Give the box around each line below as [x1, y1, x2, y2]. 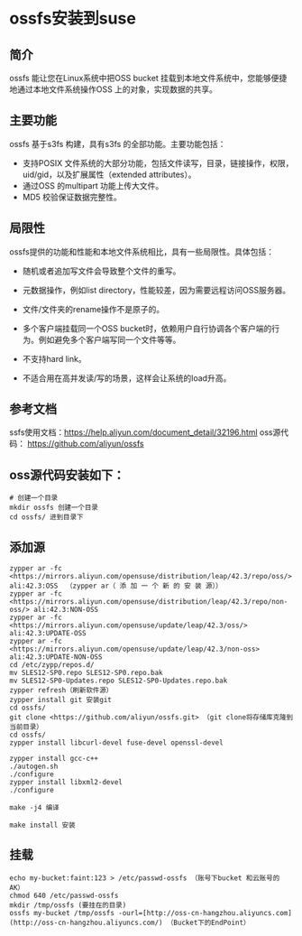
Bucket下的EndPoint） [173, 918, 251, 927]
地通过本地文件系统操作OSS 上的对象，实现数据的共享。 [9, 84, 218, 95]
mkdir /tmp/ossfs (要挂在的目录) [9, 900, 127, 910]
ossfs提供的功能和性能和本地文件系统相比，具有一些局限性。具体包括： [9, 246, 275, 257]
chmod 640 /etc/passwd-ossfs [9, 891, 119, 900]
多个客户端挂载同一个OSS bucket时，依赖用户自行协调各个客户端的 [22, 322, 272, 334]
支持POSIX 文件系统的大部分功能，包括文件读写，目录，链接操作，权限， [22, 157, 294, 168]
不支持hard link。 [22, 353, 87, 364]
